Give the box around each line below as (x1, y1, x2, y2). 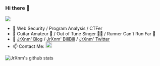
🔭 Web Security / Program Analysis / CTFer (12, 25, 102, 32)
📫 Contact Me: (12, 43, 44, 49)
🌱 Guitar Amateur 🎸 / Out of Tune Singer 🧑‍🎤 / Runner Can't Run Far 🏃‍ (12, 31, 156, 37)
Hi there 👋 (5, 5, 30, 12)
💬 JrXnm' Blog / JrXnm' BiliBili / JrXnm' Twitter (12, 36, 110, 42)
